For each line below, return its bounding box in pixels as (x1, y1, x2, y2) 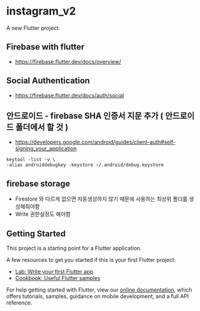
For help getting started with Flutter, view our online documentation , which (6, 286, 193, 293)
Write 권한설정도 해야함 (15, 210, 71, 218)
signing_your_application (15, 145, 77, 152)
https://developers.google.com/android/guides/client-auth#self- (15, 138, 176, 146)
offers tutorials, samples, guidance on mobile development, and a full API (6, 293, 189, 299)
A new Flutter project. (6, 24, 61, 32)
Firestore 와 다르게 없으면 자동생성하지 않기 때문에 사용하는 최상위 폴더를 (15, 195, 188, 202)
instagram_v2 (6, 4, 76, 18)
